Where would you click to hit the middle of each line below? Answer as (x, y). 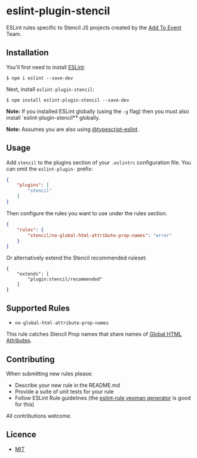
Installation (27, 53)
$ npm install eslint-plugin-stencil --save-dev (68, 100)
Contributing (30, 359)
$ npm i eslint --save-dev (40, 78)
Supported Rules (38, 308)
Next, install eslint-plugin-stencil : (50, 89)
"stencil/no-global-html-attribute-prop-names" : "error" (100, 235)
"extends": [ (33, 274)
